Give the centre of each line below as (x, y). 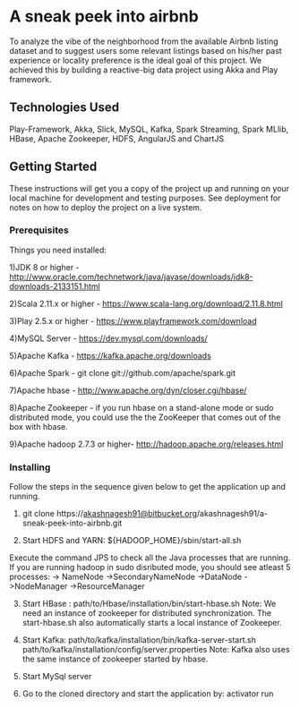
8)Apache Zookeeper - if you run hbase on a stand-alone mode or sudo (141, 407)
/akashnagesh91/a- (232, 514)
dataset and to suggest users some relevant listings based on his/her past (146, 50)
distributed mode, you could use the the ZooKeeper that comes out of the (145, 417)
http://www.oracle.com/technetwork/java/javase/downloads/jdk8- (131, 277)
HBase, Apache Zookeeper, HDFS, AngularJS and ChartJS (117, 138)
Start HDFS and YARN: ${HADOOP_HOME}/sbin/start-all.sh (132, 541)
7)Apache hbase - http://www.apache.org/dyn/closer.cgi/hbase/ (128, 390)
